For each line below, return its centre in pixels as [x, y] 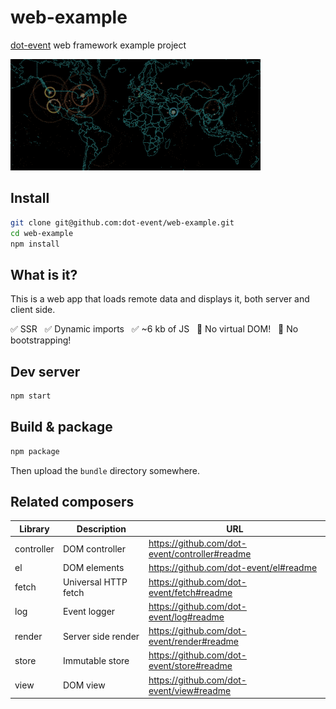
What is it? [44, 274]
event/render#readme [193, 642]
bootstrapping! [41, 340]
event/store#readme [190, 666]
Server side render [101, 636]
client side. [33, 310]
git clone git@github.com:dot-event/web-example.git [122, 222]
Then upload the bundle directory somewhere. [105, 470]
